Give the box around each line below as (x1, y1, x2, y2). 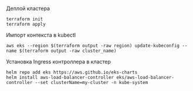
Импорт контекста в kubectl (6, 32, 76, 38)
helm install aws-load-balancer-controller (6, 75, 114, 80)
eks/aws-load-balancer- (116, 75, 175, 80)
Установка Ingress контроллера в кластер (6, 58, 111, 65)
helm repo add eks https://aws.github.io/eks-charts (6, 69, 138, 75)
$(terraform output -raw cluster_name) (19, 48, 117, 54)
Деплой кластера (6, 5, 50, 12)
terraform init (6, 16, 43, 22)
